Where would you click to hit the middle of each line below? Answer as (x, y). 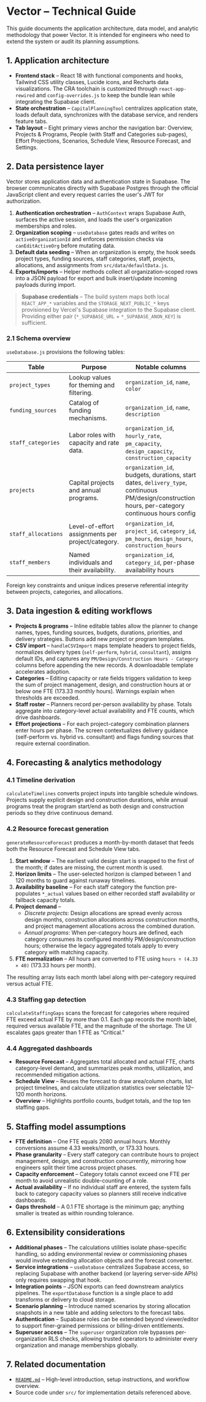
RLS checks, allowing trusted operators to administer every (123, 1338)
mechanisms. (88, 418)
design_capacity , (150, 451)
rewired (25, 95)
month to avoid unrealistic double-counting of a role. (82, 1181)
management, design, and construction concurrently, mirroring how (101, 1161)
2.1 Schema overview (39, 338)
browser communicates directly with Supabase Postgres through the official (102, 188)
